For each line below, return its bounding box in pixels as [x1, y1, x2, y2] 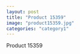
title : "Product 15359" [6, 14, 67, 20]
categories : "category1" [6, 25, 69, 32]
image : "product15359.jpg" [6, 20, 75, 26]
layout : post [6, 8, 39, 15]
